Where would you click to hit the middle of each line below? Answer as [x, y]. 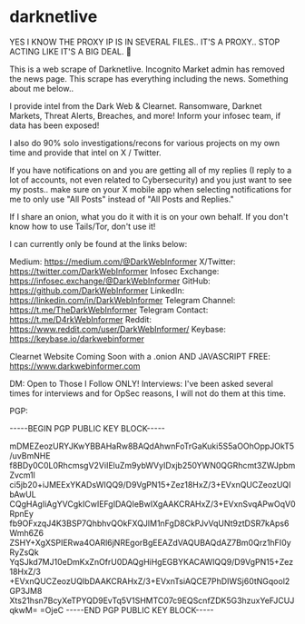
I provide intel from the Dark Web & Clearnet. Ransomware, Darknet [136, 105]
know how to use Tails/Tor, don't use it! [83, 226]
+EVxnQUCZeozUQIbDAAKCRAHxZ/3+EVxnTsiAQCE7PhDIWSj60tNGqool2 [150, 581]
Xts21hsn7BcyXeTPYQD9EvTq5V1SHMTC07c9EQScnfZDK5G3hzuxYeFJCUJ [152, 600]
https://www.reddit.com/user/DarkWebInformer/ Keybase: [118, 329]
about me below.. [42, 88]
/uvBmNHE [30, 455]
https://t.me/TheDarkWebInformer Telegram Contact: [109, 310]
